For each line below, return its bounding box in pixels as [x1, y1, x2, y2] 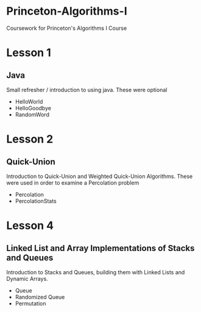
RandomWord [15, 111, 50, 118]
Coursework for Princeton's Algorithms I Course [6, 24, 127, 32]
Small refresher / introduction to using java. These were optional [6, 86, 167, 93]
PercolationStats [15, 197, 57, 205]
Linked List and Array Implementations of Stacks [6, 243, 195, 253]
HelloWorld [15, 97, 43, 105]
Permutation [15, 300, 47, 307]
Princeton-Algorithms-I [6, 4, 127, 18]
